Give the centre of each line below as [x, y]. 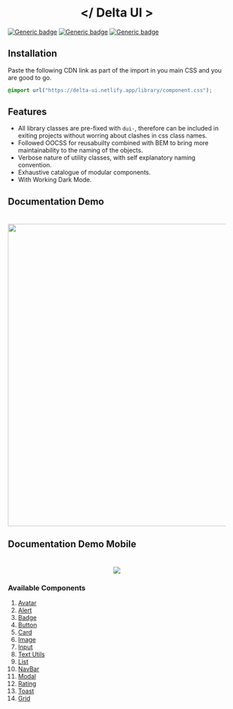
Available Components [47, 587]
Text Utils [31, 654]
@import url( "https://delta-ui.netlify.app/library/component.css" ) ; [110, 90]
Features [27, 112]
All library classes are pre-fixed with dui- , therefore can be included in [118, 129]
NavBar [29, 669]
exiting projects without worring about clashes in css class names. [112, 135]
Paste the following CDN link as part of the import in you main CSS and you [115, 70]
